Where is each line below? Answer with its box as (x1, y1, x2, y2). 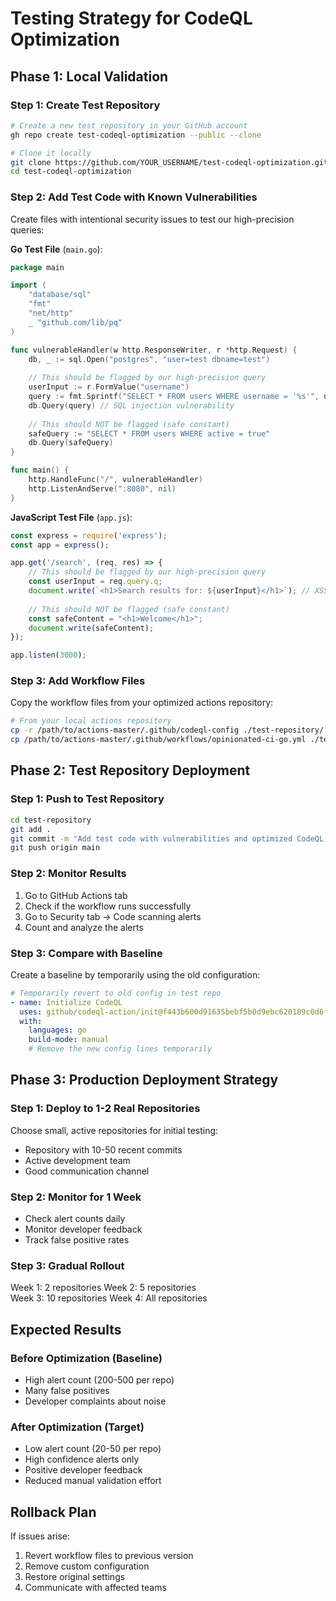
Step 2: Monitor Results (10, 867, 127, 881)
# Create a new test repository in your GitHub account (10, 120, 248, 131)
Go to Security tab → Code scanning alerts (24, 910, 202, 922)
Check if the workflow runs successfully (24, 900, 192, 912)
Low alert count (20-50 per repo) (24, 1443, 162, 1455)
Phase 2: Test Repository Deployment (10, 762, 251, 779)
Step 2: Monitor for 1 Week (10, 1190, 142, 1204)
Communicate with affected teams (24, 1582, 167, 1594)
